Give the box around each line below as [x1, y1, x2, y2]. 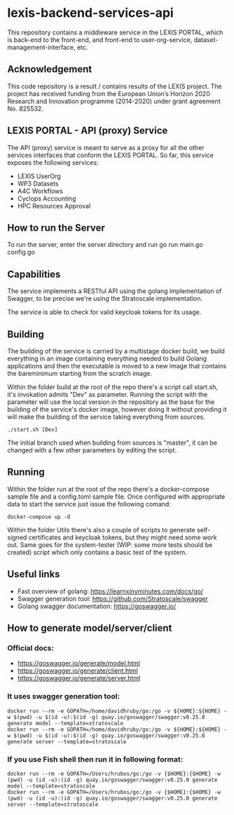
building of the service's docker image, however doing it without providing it [7, 405, 227, 413]
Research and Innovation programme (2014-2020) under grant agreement [7, 97, 221, 105]
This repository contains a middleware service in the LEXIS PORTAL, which [7, 28, 223, 36]
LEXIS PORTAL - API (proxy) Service [7, 125, 168, 137]
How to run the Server [7, 222, 105, 234]
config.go [7, 248, 35, 257]
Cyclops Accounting [17, 194, 76, 203]
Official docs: [7, 643, 54, 653]
